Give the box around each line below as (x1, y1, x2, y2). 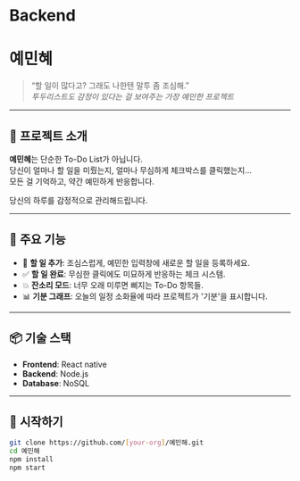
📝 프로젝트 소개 (9, 129, 87, 144)
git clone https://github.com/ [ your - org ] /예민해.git (9, 438, 204, 447)
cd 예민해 (9, 447, 40, 456)
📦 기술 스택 (9, 331, 71, 346)
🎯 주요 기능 (9, 232, 67, 247)
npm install (9, 455, 54, 464)
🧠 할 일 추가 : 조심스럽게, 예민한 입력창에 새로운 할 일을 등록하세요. (21, 257, 250, 268)
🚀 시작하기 (9, 414, 64, 429)
